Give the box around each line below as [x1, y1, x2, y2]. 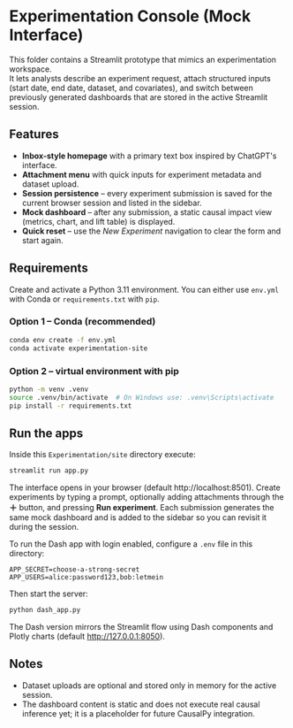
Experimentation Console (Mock [9, 6, 252, 27]
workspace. [9, 64, 52, 74]
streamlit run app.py [9, 466, 89, 475]
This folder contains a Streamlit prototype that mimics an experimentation [9, 54, 276, 65]
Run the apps [9, 425, 84, 441]
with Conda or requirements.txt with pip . [9, 294, 161, 304]
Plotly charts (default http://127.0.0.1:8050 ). [9, 631, 166, 642]
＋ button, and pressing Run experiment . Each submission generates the [9, 502, 275, 513]
